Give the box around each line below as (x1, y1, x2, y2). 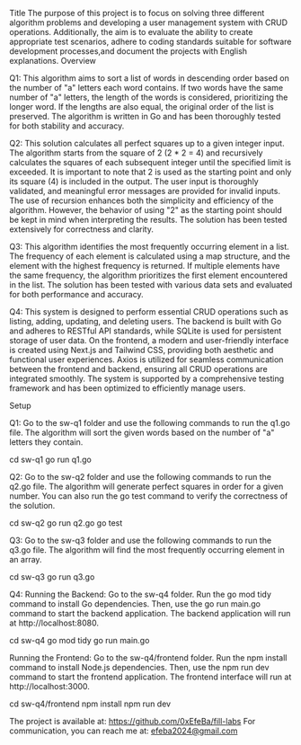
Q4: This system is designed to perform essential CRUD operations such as (9, 306, 289, 317)
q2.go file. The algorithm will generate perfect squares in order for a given (9, 481, 284, 492)
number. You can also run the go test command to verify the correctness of (9, 491, 288, 501)
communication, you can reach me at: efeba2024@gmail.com (9, 725, 238, 736)
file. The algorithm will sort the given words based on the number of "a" (9, 427, 275, 438)
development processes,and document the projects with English (9, 46, 248, 57)
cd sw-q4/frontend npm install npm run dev (9, 698, 172, 709)
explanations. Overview (9, 56, 97, 66)
